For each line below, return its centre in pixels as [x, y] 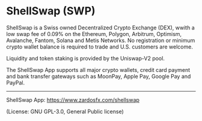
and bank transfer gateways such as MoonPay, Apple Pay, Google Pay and [99, 76]
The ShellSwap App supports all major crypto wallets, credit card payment [98, 69]
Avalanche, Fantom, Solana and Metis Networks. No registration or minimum [101, 40]
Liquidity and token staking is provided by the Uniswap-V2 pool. [86, 58]
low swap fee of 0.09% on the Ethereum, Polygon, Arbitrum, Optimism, [94, 34]
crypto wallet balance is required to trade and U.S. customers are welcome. [100, 47]
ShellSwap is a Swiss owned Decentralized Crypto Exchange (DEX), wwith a [100, 28]
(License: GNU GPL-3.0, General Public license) [65, 111]
